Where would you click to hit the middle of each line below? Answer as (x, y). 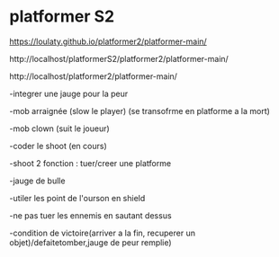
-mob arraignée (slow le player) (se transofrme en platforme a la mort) (139, 111)
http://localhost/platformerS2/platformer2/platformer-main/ (119, 58)
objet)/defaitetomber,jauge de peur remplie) (91, 242)
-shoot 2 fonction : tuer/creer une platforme (90, 163)
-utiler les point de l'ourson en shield (77, 198)
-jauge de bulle (37, 181)
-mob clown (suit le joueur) (59, 128)
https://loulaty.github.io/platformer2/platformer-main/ (108, 41)
